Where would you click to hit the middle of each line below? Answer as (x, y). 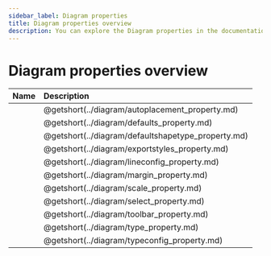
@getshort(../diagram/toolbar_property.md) (126, 214)
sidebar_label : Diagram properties (68, 16)
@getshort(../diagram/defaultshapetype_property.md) (146, 136)
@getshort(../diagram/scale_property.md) (123, 188)
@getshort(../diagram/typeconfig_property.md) (133, 241)
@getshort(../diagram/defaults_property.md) (128, 123)
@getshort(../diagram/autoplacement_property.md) (141, 109)
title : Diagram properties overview (70, 23)
